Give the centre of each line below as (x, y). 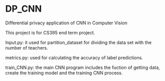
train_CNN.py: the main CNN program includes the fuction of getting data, (83, 67)
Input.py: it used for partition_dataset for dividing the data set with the (78, 42)
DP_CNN (23, 9)
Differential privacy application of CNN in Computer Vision (66, 23)
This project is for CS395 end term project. (50, 32)
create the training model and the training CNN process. (64, 73)
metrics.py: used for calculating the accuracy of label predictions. (74, 57)
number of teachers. (27, 48)
